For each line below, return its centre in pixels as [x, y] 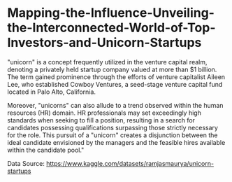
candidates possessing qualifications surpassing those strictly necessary [113, 127]
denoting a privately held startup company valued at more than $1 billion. [112, 69]
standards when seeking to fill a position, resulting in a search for [101, 120]
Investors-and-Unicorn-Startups [104, 43]
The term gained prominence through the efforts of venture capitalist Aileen [116, 77]
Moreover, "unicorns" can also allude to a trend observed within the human [115, 105]
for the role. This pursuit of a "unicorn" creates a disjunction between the [113, 135]
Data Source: [26, 163]
